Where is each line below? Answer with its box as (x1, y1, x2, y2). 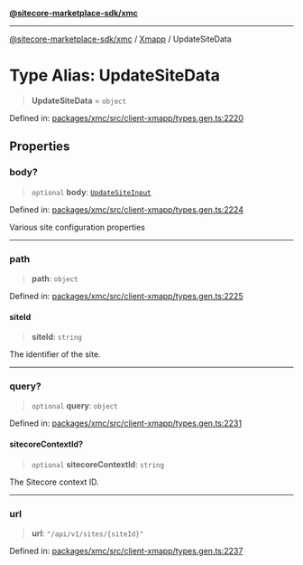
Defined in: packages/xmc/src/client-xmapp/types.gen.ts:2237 (9, 545, 243, 556)
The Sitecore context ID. (9, 476, 99, 487)
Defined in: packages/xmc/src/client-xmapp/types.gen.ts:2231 (9, 418, 242, 428)
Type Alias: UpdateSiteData (9, 65, 221, 86)
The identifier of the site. (9, 349, 101, 360)
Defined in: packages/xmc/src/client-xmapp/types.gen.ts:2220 (9, 112, 243, 123)
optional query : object (31, 400, 119, 411)
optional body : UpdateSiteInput (31, 186, 151, 197)
